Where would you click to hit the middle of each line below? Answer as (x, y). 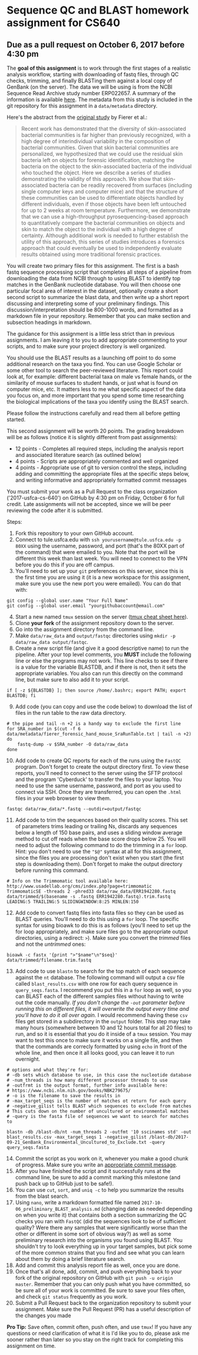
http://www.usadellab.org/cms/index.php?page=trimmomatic (79, 886)
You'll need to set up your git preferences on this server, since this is (99, 571)
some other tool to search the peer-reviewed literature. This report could (95, 370)
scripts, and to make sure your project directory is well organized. (86, 346)
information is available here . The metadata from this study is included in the (100, 99)
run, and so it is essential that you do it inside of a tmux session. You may (103, 1034)
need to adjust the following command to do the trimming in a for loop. (101, 845)
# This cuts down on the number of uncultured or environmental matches (98, 1111)
